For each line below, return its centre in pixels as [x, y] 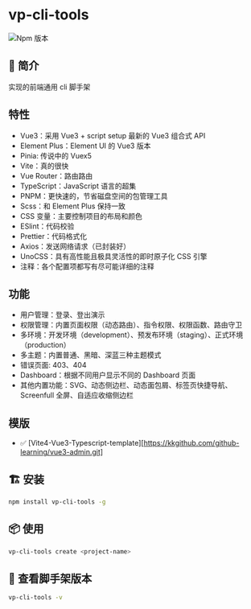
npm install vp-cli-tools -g [57, 502]
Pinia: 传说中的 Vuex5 [56, 155]
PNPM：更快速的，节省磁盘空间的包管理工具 [94, 195]
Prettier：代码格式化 [53, 236]
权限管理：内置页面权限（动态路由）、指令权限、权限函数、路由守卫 [131, 325]
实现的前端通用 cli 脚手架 [49, 87]
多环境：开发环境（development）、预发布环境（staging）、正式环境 [132, 335]
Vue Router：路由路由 [56, 175]
